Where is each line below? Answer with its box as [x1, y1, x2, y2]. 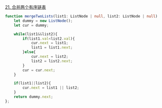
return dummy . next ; [14, 94, 54, 99]
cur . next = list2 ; [31, 54, 69, 59]
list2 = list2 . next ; [31, 59, 73, 63]
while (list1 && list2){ [14, 31, 57, 36]
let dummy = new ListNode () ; [14, 18, 73, 23]
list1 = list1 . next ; [31, 45, 73, 50]
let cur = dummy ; [14, 23, 49, 28]
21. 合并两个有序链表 [5, 4, 46, 10]
